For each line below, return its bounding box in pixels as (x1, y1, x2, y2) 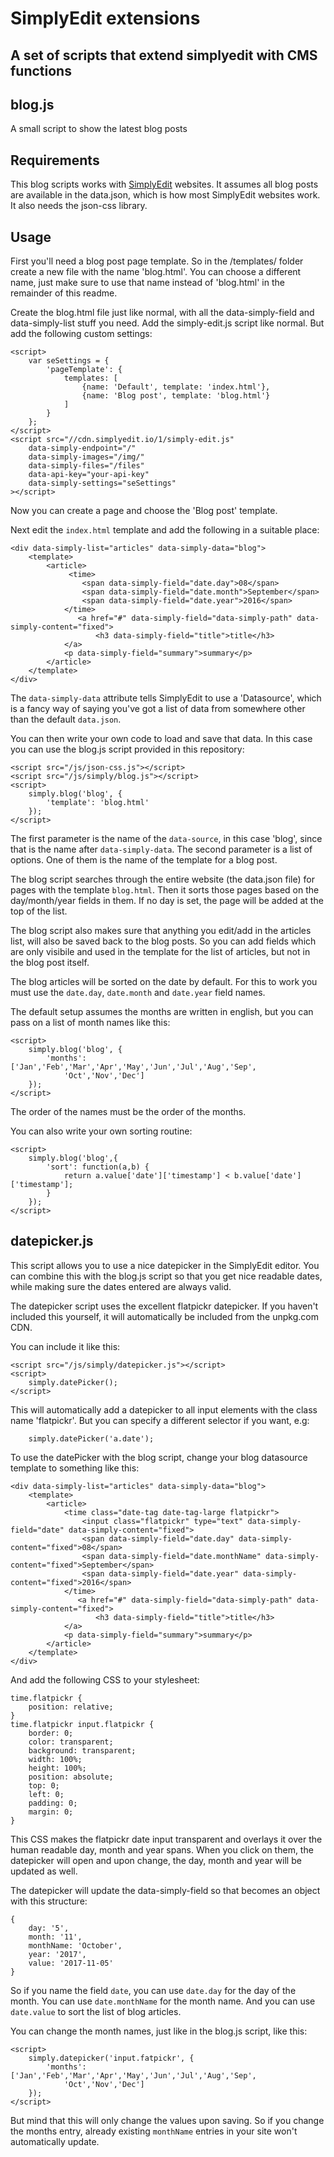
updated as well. (10, 1865, 78, 1877)
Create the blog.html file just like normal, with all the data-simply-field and (10, 307, 315, 319)
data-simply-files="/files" (28, 461, 145, 471)
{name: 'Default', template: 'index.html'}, (81, 382, 271, 392)
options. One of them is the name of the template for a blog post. (10, 854, 278, 866)
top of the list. (10, 905, 68, 917)
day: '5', (28, 1923, 70, 1933)
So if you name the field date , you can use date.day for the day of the (10, 1984, 297, 1996)
